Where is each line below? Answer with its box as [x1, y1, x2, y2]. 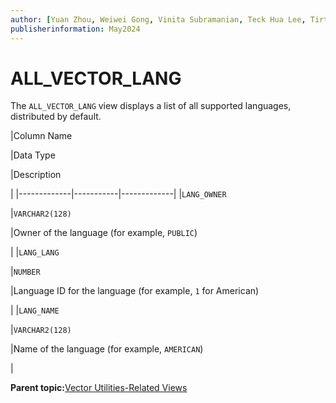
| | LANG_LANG [10, 246, 60, 258]
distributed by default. [10, 111, 102, 123]
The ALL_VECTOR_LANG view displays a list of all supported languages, [10, 100, 292, 112]
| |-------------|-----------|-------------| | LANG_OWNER [10, 188, 227, 200]
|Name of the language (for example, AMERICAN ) [10, 343, 204, 355]
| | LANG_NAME [10, 304, 60, 316]
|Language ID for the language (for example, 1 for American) [10, 285, 260, 297]
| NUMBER [10, 266, 41, 278]
